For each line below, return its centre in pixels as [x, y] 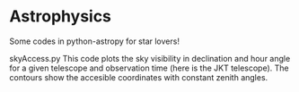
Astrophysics [61, 17]
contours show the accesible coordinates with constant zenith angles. [139, 77]
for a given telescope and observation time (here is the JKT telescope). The [149, 68]
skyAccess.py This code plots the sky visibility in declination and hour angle [150, 58]
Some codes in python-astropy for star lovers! [94, 41]
